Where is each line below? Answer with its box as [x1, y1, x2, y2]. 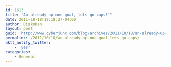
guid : [5, 31, 17, 36]
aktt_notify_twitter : [5, 40, 51, 45]
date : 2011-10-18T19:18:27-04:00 [5, 17, 76, 22]
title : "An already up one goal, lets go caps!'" [5, 12, 113, 17]
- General [14, 54, 36, 59]
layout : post [5, 26, 33, 31]
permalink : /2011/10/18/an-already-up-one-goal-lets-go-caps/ [5, 36, 140, 41]
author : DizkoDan [5, 21, 42, 27]
